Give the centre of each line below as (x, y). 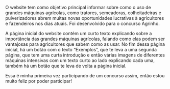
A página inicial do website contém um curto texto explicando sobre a (79, 33)
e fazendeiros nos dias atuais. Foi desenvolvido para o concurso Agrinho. (82, 23)
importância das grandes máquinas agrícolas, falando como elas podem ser (85, 39)
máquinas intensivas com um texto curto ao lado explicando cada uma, (80, 60)
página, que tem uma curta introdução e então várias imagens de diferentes (85, 55)
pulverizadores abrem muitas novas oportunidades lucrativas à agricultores (85, 18)
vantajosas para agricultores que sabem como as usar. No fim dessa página (85, 44)
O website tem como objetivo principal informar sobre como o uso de (78, 7)
